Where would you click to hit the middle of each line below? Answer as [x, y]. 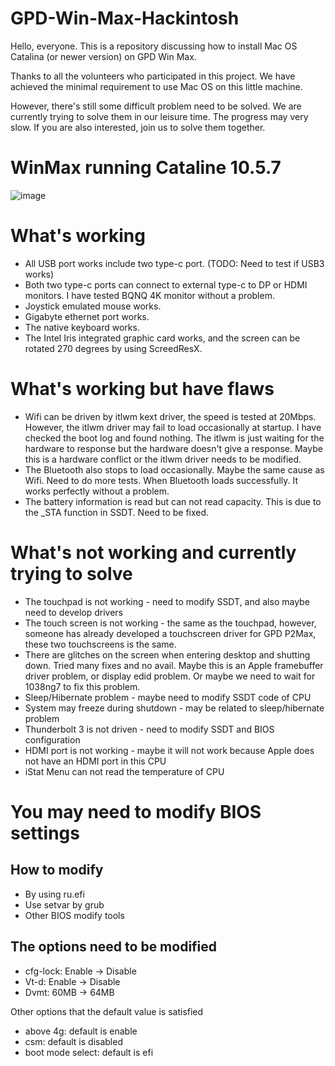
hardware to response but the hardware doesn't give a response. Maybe [173, 448]
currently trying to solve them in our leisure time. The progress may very [159, 116]
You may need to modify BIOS [136, 811]
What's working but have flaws [142, 389]
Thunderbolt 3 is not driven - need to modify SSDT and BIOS [149, 729]
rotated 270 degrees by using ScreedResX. [113, 348]
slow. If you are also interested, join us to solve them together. [138, 127]
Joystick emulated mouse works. [93, 306]
